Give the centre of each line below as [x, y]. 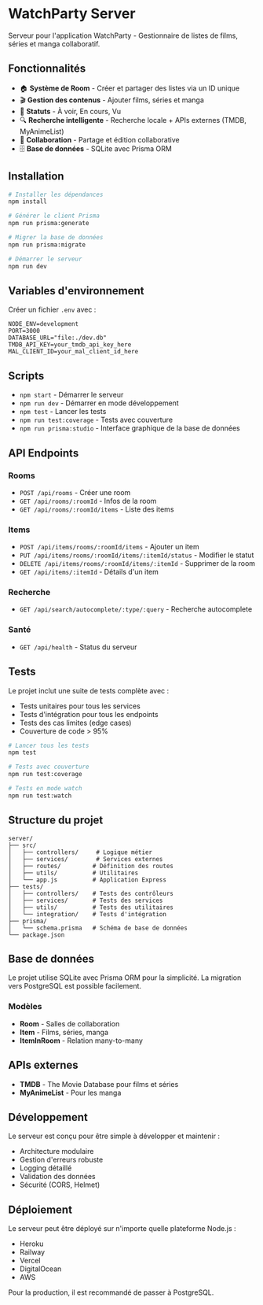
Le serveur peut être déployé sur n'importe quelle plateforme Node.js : [122, 1229]
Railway [32, 1252]
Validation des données [57, 1177]
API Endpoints [44, 453]
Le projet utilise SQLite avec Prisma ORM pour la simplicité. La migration [125, 978]
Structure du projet [56, 821]
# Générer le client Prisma [54, 216]
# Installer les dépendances [56, 194]
